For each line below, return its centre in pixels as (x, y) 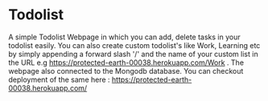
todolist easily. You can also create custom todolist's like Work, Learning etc (134, 45)
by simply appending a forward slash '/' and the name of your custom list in (134, 54)
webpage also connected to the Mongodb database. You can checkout (126, 71)
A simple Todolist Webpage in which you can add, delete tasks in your (124, 37)
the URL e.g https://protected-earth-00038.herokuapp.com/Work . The (126, 63)
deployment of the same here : (59, 79)
